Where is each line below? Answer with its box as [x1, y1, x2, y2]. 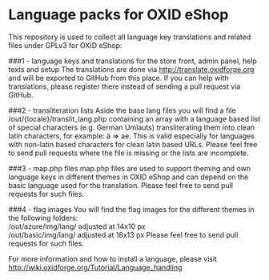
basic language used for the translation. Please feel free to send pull [8, 180, 234, 190]
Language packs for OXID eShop [8, 6, 229, 24]
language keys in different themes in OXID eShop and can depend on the [8, 172, 249, 182]
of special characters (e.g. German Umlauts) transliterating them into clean [8, 122, 255, 132]
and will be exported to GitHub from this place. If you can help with [8, 73, 230, 82]
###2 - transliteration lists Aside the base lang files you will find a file [8, 106, 236, 115]
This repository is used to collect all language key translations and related [8, 32, 251, 42]
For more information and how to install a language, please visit [8, 254, 218, 263]
